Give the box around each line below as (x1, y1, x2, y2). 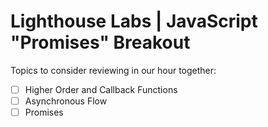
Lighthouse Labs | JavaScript (10, 10, 258, 33)
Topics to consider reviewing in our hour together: (10, 64, 217, 76)
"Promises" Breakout (10, 31, 191, 54)
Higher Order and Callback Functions (24, 83, 178, 95)
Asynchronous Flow (24, 95, 108, 107)
